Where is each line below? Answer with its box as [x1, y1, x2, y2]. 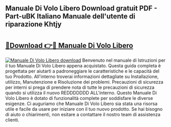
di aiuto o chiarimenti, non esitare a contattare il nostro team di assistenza [5, 112, 161, 117]
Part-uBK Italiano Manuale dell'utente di [5, 12, 135, 21]
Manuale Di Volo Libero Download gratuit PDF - [5, 4, 157, 13]
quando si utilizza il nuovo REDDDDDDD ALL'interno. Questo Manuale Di [5, 90, 157, 96]
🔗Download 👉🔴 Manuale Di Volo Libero [5, 41, 134, 50]
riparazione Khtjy [5, 20, 62, 29]
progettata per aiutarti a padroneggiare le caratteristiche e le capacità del [5, 68, 160, 74]
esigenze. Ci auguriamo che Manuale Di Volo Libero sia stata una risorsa [5, 100, 158, 107]
